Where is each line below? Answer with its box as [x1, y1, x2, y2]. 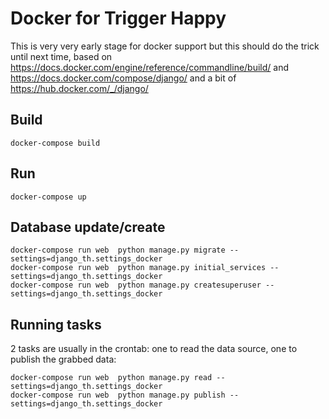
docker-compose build [10, 138, 101, 148]
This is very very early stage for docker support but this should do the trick [10, 40, 320, 52]
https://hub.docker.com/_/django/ [10, 82, 149, 94]
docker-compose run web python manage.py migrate [10, 245, 226, 256]
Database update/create [10, 218, 166, 236]
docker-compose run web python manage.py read [10, 373, 213, 383]
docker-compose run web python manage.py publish [10, 390, 226, 401]
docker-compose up [10, 192, 87, 202]
